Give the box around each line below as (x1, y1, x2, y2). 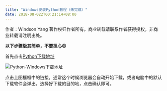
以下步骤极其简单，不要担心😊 (5, 43, 67, 48)
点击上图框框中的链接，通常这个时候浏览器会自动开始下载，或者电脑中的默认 (5, 74, 162, 80)
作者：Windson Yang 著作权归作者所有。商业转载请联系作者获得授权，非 (5, 26, 154, 32)
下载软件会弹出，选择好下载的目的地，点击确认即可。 (5, 80, 114, 87)
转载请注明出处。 (9, 32, 45, 38)
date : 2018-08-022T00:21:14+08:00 (5, 12, 77, 17)
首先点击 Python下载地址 (5, 53, 55, 59)
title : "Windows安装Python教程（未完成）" (5, 7, 88, 12)
